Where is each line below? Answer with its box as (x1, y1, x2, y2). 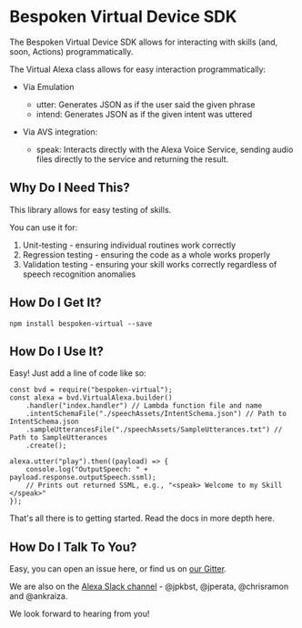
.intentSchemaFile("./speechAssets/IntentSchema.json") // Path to (25, 410, 287, 419)
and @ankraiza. (9, 591, 68, 602)
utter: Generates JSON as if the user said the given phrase (35, 98, 256, 110)
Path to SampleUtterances (9, 433, 107, 442)
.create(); (25, 441, 67, 451)
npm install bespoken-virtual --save (9, 319, 153, 329)
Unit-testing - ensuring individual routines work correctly (22, 239, 237, 250)
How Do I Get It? (9, 295, 102, 310)
